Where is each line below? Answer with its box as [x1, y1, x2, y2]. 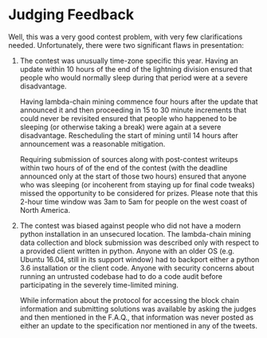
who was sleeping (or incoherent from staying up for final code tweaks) [19, 179, 255, 189]
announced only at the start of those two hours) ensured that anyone [19, 171, 247, 181]
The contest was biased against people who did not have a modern [19, 221, 241, 230]
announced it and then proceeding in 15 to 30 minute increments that [19, 105, 247, 115]
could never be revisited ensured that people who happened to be [19, 113, 238, 123]
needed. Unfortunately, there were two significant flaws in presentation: [8, 40, 245, 49]
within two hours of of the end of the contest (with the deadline [19, 163, 228, 172]
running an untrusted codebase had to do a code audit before [19, 271, 223, 281]
